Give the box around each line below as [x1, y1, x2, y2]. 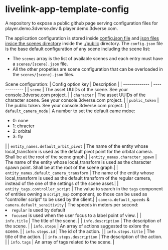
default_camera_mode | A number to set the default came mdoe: [5, 108, 135, 114]
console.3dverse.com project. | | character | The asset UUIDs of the [5, 92, 146, 98]
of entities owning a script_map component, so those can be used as [5, 191, 147, 197]
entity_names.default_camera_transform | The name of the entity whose [5, 169, 154, 176]
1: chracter [12, 123, 35, 129]
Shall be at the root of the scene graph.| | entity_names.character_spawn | [5, 154, 157, 160]
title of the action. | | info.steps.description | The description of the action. [5, 233, 162, 239]
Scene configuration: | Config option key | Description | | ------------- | [5, 81, 152, 87]
